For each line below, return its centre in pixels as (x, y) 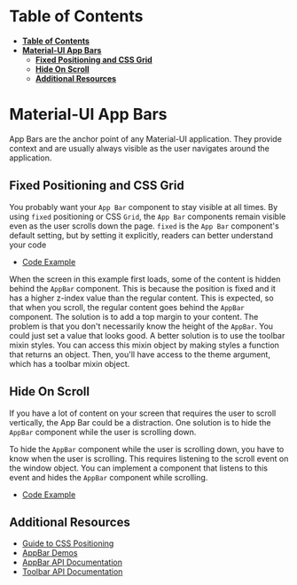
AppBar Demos (50, 553)
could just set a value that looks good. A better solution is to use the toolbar (147, 335)
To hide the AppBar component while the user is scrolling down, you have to (147, 448)
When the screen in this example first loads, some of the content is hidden (145, 279)
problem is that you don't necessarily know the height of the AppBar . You (141, 326)
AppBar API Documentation (72, 562)
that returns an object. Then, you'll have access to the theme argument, (140, 354)
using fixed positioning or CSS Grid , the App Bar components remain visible (148, 216)
